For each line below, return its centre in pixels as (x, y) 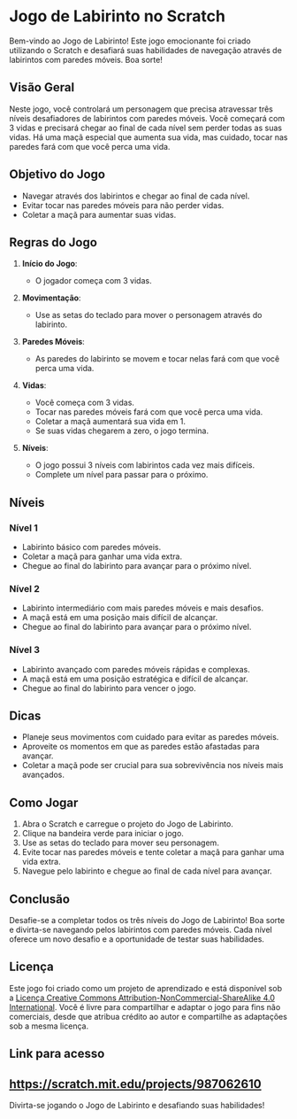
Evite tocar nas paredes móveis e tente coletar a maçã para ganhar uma (153, 852)
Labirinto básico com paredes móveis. (91, 548)
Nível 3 (25, 650)
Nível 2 (24, 588)
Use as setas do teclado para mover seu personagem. (120, 843)
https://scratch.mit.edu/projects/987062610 (136, 1084)
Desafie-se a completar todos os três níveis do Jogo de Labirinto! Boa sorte (147, 921)
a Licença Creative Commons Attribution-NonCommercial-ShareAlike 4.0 (142, 998)
